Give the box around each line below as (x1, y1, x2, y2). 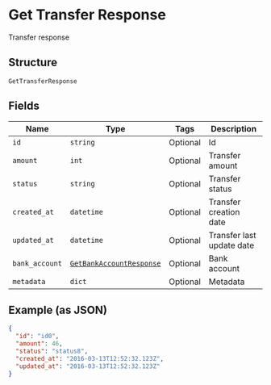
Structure (8, 56, 58, 69)
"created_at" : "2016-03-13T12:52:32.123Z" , (15, 354, 164, 362)
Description (211, 123, 256, 134)
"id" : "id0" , (15, 333, 60, 341)
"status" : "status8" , (15, 347, 89, 355)
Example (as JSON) (8, 303, 107, 316)
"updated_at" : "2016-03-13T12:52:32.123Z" (15, 362, 161, 370)
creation (208, 206, 240, 217)
